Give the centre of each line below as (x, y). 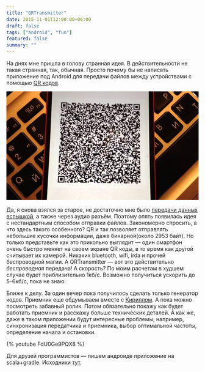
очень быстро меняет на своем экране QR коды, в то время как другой (100, 248)
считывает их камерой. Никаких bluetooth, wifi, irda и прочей (86, 255)
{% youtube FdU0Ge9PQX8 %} (46, 344)
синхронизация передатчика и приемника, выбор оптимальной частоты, (102, 325)
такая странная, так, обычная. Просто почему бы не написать (88, 70)
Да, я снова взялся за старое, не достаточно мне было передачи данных (102, 210)
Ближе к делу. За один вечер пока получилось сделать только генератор (102, 293)
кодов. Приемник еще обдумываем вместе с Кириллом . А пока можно (99, 299)
